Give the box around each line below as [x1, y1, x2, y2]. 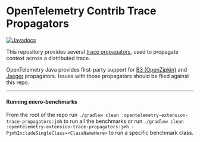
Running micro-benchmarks [6, 98, 77, 105]
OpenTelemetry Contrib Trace [6, 4, 157, 18]
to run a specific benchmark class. [108, 129, 193, 137]
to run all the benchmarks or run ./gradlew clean [63, 118, 185, 125]
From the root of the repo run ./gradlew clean [6, 112, 119, 119]
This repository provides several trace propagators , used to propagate [6, 48, 179, 55]
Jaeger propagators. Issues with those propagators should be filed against [6, 72, 189, 79]
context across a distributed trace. [6, 54, 90, 61]
